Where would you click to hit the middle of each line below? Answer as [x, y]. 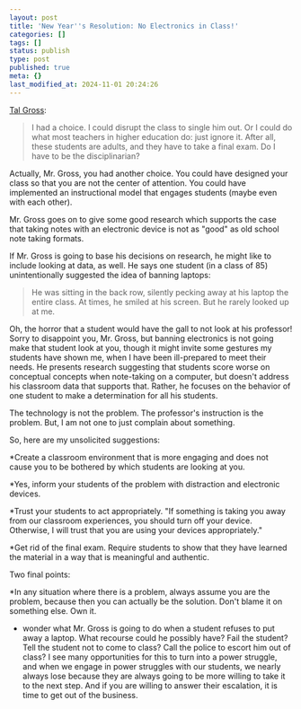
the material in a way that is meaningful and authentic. [109, 556]
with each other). [41, 202]
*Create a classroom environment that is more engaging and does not [139, 457]
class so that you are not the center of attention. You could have [128, 183]
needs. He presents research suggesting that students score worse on [140, 367]
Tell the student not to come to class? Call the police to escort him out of [156, 647]
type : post [30, 59]
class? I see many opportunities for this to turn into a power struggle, [150, 657]
